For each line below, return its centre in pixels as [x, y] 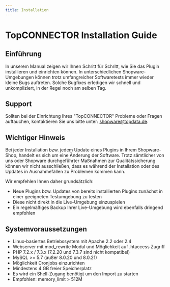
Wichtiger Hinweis [35, 137]
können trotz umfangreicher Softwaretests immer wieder [94, 77]
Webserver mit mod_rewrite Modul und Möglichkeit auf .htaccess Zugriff [89, 247]
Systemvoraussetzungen [46, 229]
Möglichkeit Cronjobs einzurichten [49, 263]
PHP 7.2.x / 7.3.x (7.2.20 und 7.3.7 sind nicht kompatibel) [71, 252]
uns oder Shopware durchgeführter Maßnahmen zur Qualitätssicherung [80, 161]
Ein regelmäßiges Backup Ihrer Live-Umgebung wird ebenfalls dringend [88, 207]
